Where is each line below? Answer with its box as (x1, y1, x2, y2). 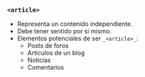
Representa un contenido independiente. (16, 20, 133, 28)
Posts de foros (27, 42, 69, 50)
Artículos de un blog (27, 49, 85, 57)
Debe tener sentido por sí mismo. (16, 27, 112, 35)
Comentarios (27, 63, 65, 72)
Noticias (27, 56, 52, 64)
